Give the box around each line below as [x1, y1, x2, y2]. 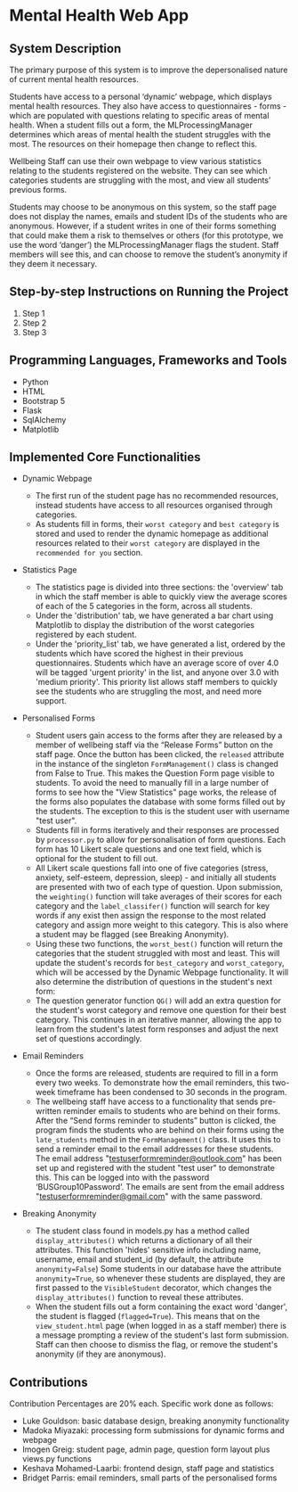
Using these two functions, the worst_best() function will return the [35, 938, 283, 950]
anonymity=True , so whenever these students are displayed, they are [35, 1273, 286, 1284]
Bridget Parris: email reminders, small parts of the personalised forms [21, 1472, 278, 1483]
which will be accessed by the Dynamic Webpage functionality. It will [35, 967, 289, 977]
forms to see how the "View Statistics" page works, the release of [35, 787, 278, 798]
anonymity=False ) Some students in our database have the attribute [35, 1264, 282, 1274]
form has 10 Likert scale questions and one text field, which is [35, 844, 262, 854]
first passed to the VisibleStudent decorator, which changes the [35, 1282, 272, 1293]
